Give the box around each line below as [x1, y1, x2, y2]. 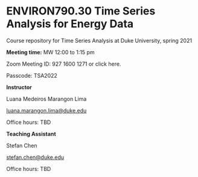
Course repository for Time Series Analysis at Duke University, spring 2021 [6, 37, 192, 44]
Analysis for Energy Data [6, 17, 134, 31]
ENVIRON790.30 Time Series [6, 4, 156, 18]
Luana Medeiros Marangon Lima [6, 95, 87, 102]
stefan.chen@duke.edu [6, 154, 65, 161]
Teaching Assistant [6, 130, 56, 137]
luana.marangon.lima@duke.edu [6, 107, 87, 114]
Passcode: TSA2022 [6, 72, 57, 79]
